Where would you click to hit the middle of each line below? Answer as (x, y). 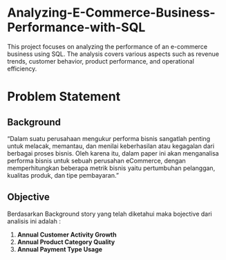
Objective (29, 197)
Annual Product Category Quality (66, 242)
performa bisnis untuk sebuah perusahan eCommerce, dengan (97, 160)
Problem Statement (64, 96)
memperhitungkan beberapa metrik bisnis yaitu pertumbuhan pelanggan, (111, 168)
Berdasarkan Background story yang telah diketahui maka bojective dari (110, 214)
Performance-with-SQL (76, 27)
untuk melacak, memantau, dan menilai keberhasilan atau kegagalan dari (111, 146)
